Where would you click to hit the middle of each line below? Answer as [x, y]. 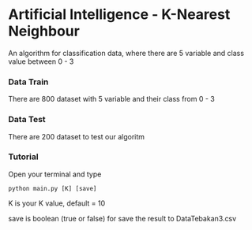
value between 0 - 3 [41, 61]
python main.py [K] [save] [53, 188]
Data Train [28, 82]
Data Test [27, 120]
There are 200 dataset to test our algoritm [76, 136]
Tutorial [23, 157]
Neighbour [44, 31]
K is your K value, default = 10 [57, 203]
